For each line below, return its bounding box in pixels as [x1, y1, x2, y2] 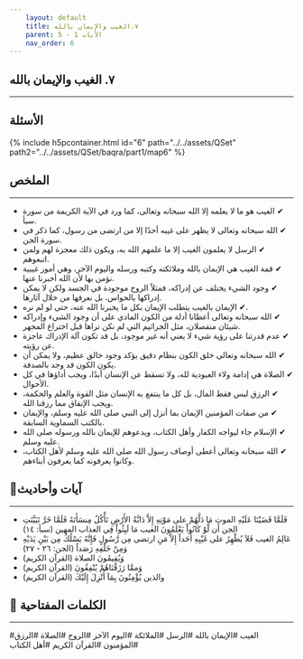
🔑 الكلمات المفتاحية [9, 598, 106, 613]
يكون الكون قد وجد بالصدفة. [22, 359, 117, 370]
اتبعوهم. [22, 253, 50, 264]
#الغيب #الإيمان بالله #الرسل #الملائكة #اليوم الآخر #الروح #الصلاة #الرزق [9, 630, 259, 641]
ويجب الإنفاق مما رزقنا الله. [22, 397, 114, 408]
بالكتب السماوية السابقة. [22, 417, 106, 428]
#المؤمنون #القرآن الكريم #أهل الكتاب [9, 639, 139, 651]
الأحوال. [22, 378, 50, 389]
